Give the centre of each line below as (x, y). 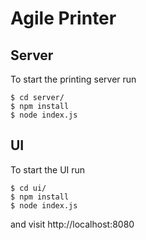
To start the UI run (48, 169)
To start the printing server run (73, 79)
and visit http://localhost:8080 (72, 224)
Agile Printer (63, 18)
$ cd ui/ (28, 188)
